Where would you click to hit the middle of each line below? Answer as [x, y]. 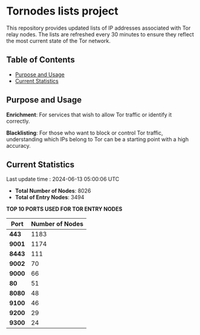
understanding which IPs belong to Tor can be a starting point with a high [98, 139]
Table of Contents [41, 60]
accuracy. [19, 145]
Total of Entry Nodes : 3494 [50, 197]
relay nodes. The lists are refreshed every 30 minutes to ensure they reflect [100, 34]
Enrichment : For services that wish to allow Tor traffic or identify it [89, 114]
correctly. [18, 121]
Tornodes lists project [63, 11]
